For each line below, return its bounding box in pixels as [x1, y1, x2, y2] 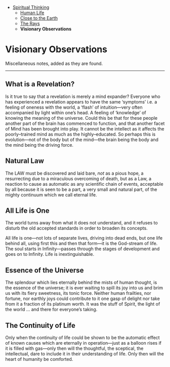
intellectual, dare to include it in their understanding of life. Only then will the [5, 351, 164, 357]
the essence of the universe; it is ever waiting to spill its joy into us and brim [5, 285, 163, 291]
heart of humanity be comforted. [5, 356, 73, 362]
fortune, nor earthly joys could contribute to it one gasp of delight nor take [5, 295, 160, 302]
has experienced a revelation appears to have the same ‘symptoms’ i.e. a [5, 98, 157, 105]
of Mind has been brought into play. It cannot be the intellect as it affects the [5, 125, 164, 131]
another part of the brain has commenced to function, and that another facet [5, 120, 165, 126]
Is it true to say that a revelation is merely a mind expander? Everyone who [5, 93, 160, 99]
